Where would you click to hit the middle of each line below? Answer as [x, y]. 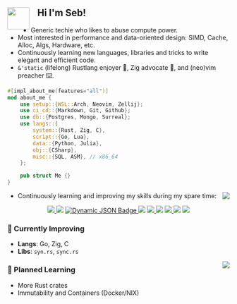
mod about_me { [30, 97]
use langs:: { [39, 124]
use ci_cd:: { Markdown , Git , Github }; [75, 111]
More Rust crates [43, 285]
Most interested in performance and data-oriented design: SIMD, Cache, [123, 37]
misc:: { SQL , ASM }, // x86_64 [75, 157]
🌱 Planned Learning [42, 270]
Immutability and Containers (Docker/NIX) [78, 293]
